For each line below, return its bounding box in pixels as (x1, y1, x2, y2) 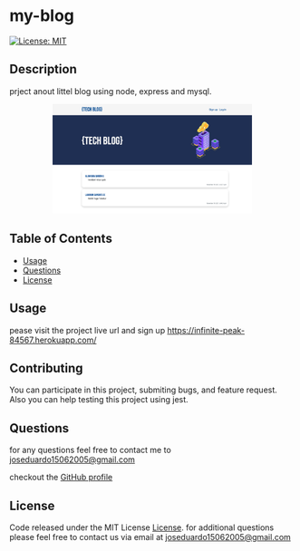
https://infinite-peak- (167, 324, 246, 335)
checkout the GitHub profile (9, 472, 113, 483)
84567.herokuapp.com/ (9, 334, 97, 345)
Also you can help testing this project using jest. (9, 394, 189, 405)
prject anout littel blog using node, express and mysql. (9, 85, 212, 96)
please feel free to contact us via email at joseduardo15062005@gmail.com (9, 532, 292, 543)
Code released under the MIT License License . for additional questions (9, 522, 275, 533)
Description (9, 62, 77, 77)
